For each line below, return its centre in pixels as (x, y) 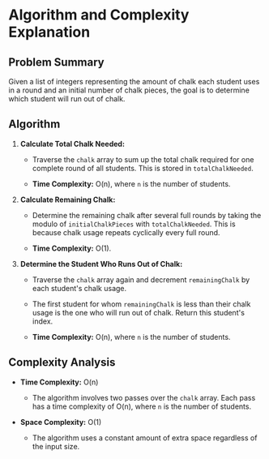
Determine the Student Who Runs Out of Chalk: (101, 264)
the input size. (56, 446)
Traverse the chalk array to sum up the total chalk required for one (143, 159)
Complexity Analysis (62, 362)
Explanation (49, 32)
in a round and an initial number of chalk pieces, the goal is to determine (129, 90)
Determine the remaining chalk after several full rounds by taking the (147, 215)
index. (43, 321)
